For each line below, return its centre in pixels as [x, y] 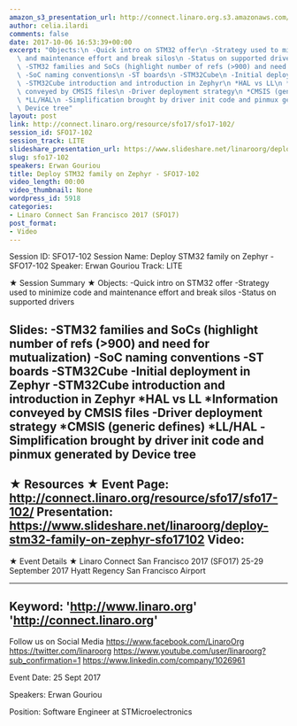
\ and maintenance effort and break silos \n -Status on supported [142, 58]
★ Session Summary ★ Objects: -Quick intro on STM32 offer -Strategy [139, 283]
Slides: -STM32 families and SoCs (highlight [134, 330]
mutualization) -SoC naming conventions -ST [137, 357]
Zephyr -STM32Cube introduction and [117, 385]
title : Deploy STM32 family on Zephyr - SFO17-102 [104, 174]
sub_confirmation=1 [45, 660]
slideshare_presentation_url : [65, 149]
